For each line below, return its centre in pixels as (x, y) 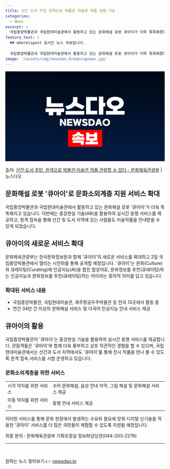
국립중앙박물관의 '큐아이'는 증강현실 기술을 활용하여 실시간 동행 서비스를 (76, 339)
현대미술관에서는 (22, 352)
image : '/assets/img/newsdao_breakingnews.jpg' (56, 59)
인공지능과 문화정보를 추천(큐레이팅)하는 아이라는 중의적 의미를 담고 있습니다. (87, 276)
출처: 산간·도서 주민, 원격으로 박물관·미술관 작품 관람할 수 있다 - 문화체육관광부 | (84, 170)
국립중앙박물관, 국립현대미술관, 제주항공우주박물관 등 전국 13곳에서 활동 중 (86, 302)
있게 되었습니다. (21, 226)
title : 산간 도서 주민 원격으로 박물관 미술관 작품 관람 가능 (60, 11)
